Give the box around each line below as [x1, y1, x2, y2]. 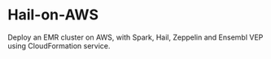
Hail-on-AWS [7, 6, 99, 24]
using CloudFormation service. [7, 40, 111, 50]
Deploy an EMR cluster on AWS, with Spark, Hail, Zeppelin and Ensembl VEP [7, 32, 264, 42]
